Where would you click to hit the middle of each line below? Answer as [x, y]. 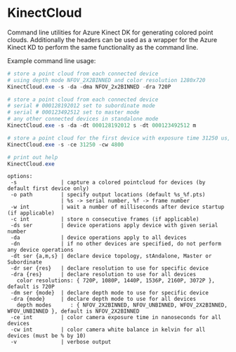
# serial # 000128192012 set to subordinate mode [81, 106]
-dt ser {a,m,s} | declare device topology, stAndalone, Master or [111, 256]
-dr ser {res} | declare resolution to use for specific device [110, 269]
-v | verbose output [61, 342]
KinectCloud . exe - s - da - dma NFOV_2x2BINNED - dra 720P [89, 87]
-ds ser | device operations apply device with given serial [114, 226]
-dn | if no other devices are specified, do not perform [116, 244]
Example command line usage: [52, 60]
